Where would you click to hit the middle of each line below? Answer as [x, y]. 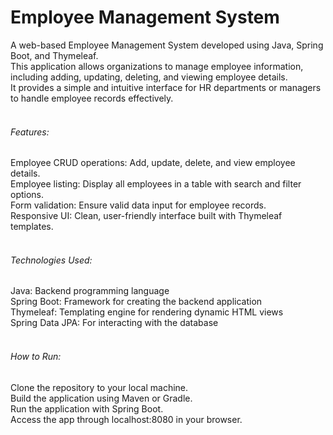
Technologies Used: [51, 260]
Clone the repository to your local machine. [99, 387]
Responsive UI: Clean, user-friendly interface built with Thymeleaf [146, 216]
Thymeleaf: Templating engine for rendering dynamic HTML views [147, 312]
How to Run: [36, 356]
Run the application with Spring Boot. [87, 408]
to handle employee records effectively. [92, 98]
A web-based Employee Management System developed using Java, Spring [167, 45]
